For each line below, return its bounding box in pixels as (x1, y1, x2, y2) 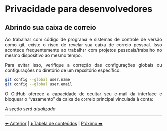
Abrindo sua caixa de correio (5, 23, 96, 32)
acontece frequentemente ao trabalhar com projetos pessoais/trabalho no (5, 47, 162, 53)
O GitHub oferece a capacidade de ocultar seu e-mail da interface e (5, 91, 162, 97)
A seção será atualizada (5, 106, 56, 112)
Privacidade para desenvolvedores (5, 3, 153, 15)
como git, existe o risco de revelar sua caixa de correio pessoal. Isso (5, 42, 162, 48)
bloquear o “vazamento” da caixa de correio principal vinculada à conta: (5, 96, 153, 102)
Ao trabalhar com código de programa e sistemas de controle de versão (5, 36, 162, 42)
